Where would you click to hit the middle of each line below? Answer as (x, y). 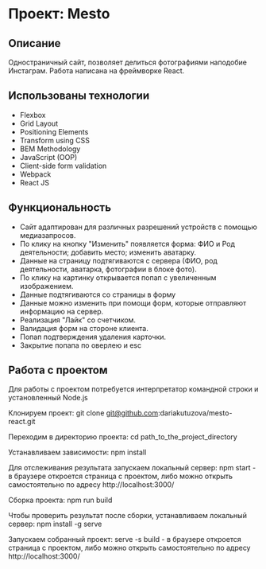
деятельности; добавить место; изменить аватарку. (108, 252)
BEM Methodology (50, 149)
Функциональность (60, 208)
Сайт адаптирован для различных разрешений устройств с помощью (139, 227)
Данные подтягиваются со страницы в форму (98, 294)
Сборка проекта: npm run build (60, 500)
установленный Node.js (48, 398)
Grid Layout (39, 123)
